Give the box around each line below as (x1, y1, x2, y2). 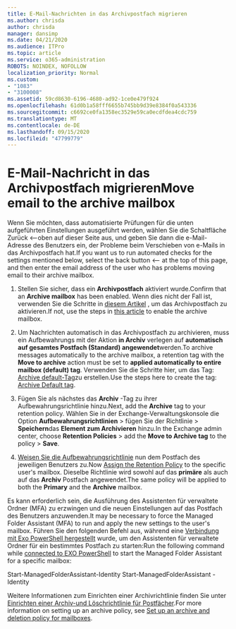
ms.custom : (7, 75, 39, 83)
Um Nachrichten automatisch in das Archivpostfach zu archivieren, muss (17, 329, 230, 337)
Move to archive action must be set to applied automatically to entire (17, 358, 222, 367)
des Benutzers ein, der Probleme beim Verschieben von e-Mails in (32, 241, 225, 250)
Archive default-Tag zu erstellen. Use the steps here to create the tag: (17, 373, 217, 381)
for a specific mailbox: (7, 556, 72, 565)
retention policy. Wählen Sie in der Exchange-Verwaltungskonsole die (17, 410, 220, 418)
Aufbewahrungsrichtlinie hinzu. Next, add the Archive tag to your (17, 402, 206, 410)
